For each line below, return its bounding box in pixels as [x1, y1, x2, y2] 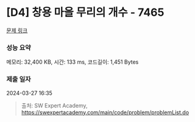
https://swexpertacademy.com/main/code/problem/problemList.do [21, 109, 190, 116]
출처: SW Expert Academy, [21, 101, 88, 109]
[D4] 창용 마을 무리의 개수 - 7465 [6, 5, 165, 19]
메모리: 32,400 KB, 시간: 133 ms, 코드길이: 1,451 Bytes [6, 58, 139, 66]
